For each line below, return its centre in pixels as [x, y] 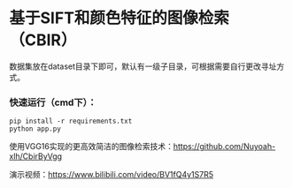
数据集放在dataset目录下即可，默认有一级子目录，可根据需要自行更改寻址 [143, 66]
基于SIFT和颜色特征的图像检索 [120, 18]
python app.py [35, 129]
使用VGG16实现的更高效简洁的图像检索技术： [92, 147]
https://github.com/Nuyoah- [224, 147]
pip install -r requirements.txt [71, 121]
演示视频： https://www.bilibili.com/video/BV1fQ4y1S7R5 [112, 175]
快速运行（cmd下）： [53, 102]
